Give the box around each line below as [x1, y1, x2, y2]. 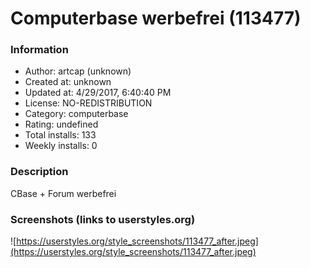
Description [10, 165, 69, 179]
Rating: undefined [24, 118, 99, 131]
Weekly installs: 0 [24, 140, 98, 152]
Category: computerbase [24, 108, 129, 120]
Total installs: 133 [24, 129, 97, 141]
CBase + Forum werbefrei [10, 187, 117, 199]
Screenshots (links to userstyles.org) [10, 212, 196, 226]
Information [10, 43, 69, 57]
